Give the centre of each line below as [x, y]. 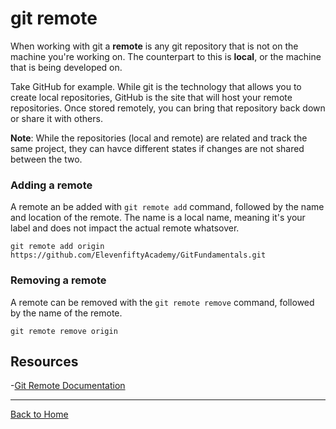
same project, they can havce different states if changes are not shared [157, 148]
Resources [44, 361]
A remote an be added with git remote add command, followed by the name [167, 207]
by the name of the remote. [66, 313]
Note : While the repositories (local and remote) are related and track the [159, 138]
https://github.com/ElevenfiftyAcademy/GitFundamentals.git [138, 255]
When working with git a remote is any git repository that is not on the [154, 46]
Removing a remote [58, 280]
